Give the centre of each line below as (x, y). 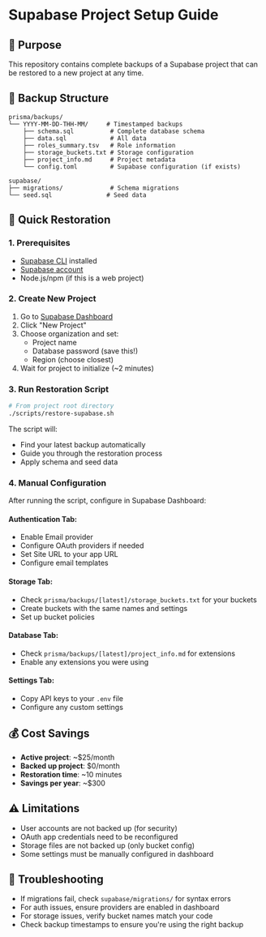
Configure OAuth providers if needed (82, 546)
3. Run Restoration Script (59, 389)
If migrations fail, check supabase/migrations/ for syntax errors (125, 899)
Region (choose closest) (73, 359)
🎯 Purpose (35, 45)
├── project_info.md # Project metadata (99, 160)
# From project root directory (61, 406)
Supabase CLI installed (58, 260)
